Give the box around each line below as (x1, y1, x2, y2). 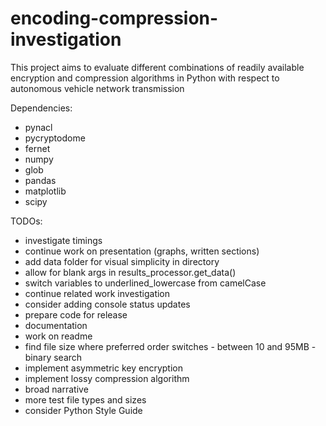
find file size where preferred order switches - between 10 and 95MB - (24, 340, 317, 352)
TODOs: (10, 215, 43, 227)
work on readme (24, 330, 93, 342)
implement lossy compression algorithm (24, 372, 190, 384)
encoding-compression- (10, 7, 219, 30)
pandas (24, 174, 57, 186)
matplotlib (24, 185, 67, 197)
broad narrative (24, 383, 89, 395)
